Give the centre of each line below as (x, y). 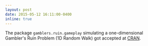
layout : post (19, 10)
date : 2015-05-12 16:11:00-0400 (38, 14)
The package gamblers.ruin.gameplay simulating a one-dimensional (74, 33)
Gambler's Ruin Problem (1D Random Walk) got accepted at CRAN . (73, 38)
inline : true (19, 19)
